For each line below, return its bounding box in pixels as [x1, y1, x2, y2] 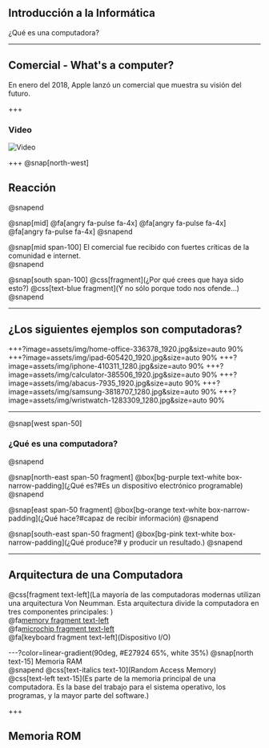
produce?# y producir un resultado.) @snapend [86, 537, 243, 547]
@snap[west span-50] [8, 418, 82, 428]
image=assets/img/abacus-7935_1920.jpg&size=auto [8, 378, 183, 388]
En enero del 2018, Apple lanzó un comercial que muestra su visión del [8, 80, 242, 89]
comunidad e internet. [8, 251, 82, 260]
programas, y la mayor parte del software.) [8, 690, 150, 700]
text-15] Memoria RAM [8, 656, 82, 666]
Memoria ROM [8, 730, 82, 743]
